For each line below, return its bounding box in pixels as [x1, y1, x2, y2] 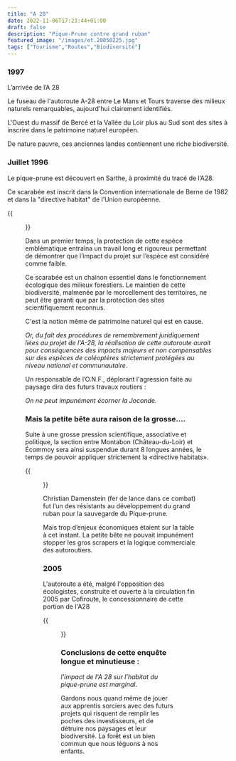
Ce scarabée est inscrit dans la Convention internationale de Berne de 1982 [7, 187, 229, 196]
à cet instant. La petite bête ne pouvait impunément [43, 530, 194, 539]
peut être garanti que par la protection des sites [25, 295, 165, 304]
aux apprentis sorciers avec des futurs [60, 702, 173, 710]
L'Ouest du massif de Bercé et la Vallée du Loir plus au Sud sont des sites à [7, 118, 228, 127]
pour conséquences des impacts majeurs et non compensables [25, 346, 212, 355]
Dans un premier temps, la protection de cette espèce [25, 236, 183, 245]
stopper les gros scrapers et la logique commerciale [43, 538, 195, 547]
